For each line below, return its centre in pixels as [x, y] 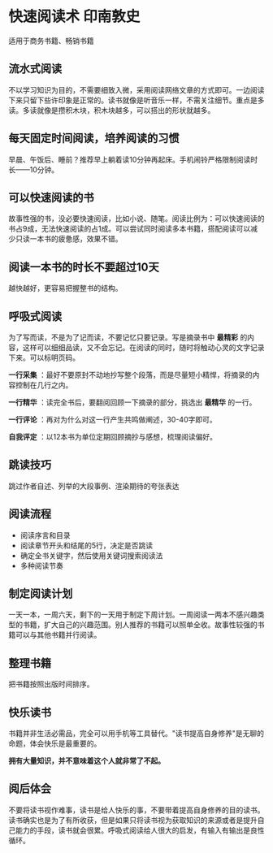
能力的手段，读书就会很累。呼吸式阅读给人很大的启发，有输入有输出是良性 [140, 830]
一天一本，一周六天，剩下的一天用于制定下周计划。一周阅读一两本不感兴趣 [133, 615]
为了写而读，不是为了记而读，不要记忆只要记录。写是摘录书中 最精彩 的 [128, 337]
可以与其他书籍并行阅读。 [58, 635]
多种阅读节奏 [41, 565]
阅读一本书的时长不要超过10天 [84, 267]
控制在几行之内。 [44, 385]
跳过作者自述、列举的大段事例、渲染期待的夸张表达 [94, 486]
